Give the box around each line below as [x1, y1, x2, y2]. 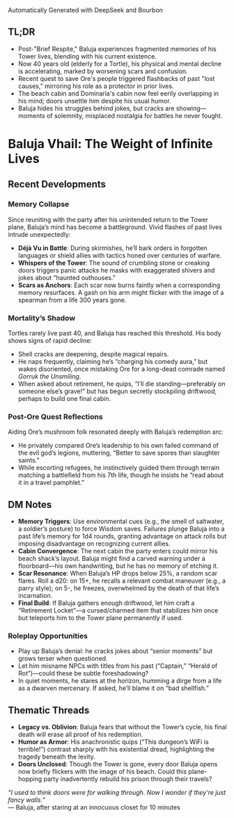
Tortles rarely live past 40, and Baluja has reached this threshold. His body [8, 328, 221, 337]
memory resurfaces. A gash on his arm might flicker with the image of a [17, 288, 224, 296]
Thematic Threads [8, 704, 90, 716]
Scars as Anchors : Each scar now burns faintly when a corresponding [17, 281, 221, 289]
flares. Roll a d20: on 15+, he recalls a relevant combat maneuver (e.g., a [17, 576, 226, 585]
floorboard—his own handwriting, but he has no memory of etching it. [17, 562, 219, 570]
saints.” [17, 456, 40, 465]
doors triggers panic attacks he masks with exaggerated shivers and [17, 265, 215, 275]
